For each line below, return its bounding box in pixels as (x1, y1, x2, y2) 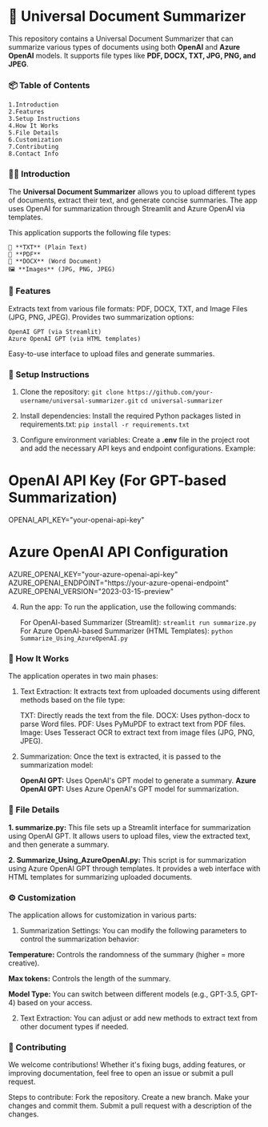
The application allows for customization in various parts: (8, 910, 198, 920)
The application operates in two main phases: (8, 672, 158, 681)
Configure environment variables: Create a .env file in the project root (19, 435, 250, 445)
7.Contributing (8, 143, 59, 151)
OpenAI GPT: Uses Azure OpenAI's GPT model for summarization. (19, 784, 239, 794)
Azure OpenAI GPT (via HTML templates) (8, 335, 142, 343)
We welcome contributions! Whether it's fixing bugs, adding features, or (8, 1060, 246, 1069)
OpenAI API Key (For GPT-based (8, 471, 227, 490)
